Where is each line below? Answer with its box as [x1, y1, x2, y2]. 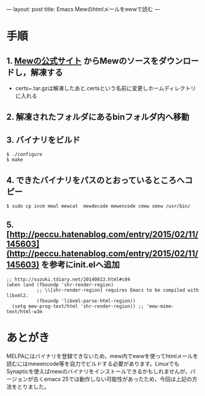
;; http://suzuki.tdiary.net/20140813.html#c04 [6, 276, 131, 282]
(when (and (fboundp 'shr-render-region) [6, 281, 114, 288]
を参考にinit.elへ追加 [41, 260, 120, 270]
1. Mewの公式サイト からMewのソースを [6, 55, 159, 66]
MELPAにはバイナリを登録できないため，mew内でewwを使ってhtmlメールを [6, 352, 198, 360]
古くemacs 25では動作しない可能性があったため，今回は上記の [33, 375, 192, 382]
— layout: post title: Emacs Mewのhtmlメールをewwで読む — [6, 6, 160, 13]
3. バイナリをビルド [6, 134, 81, 145]
